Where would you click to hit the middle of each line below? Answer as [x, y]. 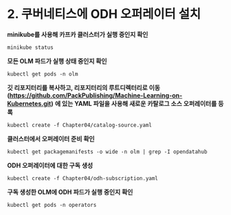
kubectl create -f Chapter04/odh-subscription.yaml [82, 178]
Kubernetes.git [29, 103]
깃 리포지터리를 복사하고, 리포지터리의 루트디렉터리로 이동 [84, 87]
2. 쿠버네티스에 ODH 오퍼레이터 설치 [104, 14]
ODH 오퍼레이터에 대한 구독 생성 [50, 165]
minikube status [30, 47]
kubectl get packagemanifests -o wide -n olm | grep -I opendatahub [107, 152]
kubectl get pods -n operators [52, 205]
